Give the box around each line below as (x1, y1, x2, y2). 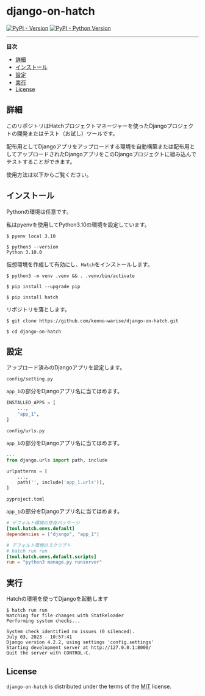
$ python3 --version (6, 244, 59, 250)
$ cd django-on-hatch (6, 328, 62, 335)
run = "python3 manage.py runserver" (6, 559, 103, 565)
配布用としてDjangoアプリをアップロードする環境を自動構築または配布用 (6, 142, 190, 150)
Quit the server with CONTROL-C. (6, 650, 92, 656)
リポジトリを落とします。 (6, 305, 70, 313)
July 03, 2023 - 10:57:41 (6, 634, 72, 640)
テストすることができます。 (6, 158, 76, 165)
